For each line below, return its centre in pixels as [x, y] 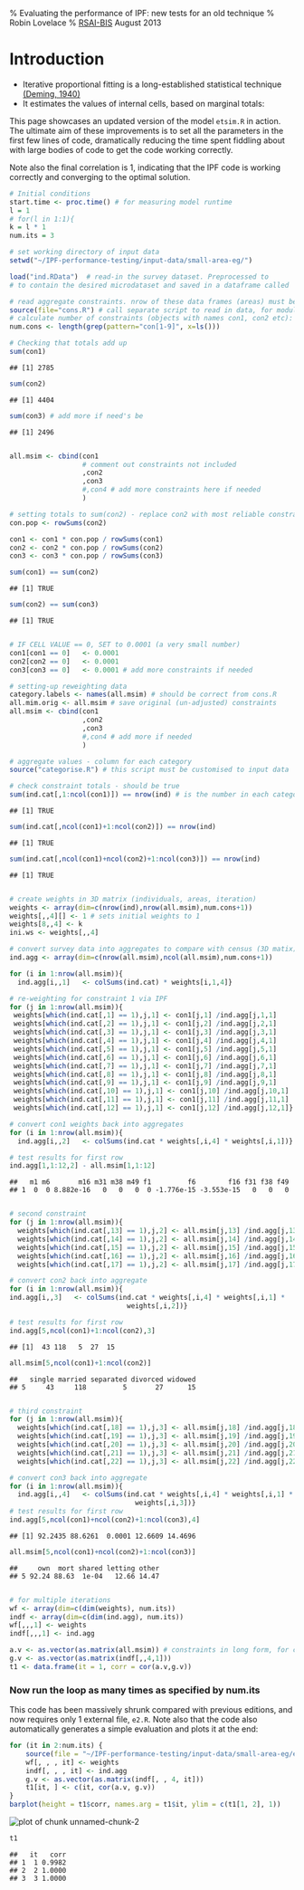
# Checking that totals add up [68, 343]
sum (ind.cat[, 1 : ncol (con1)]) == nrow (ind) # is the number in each [139, 795]
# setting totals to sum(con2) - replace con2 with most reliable [137, 514]
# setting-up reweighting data [68, 686]
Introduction [57, 59]
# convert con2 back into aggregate [78, 1281]
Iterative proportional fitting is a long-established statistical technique [152, 84]
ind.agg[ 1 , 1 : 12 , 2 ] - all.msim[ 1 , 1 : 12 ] [82, 1166]
